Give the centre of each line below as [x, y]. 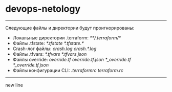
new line [14, 85]
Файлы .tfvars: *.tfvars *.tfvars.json [50, 54]
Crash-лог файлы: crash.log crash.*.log [55, 49]
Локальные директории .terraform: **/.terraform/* [67, 38]
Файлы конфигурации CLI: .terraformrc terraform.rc [68, 70]
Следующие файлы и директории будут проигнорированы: [70, 28]
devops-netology [43, 9]
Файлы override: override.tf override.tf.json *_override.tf [72, 59]
